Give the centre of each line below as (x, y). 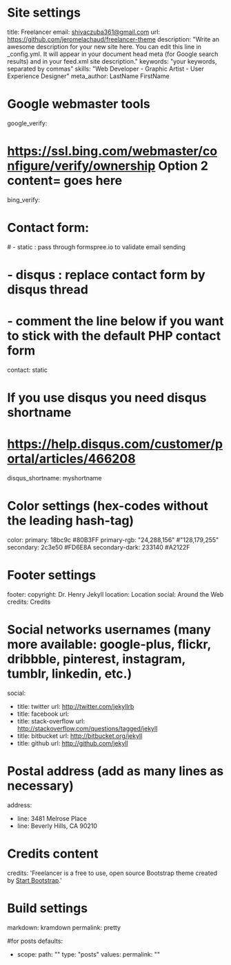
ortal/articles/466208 (71, 459)
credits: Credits (29, 602)
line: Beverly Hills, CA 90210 (57, 826)
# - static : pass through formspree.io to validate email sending (97, 246)
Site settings (44, 13)
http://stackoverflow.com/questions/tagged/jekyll (87, 728)
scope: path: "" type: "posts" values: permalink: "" (89, 954)
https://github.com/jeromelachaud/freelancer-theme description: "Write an (113, 39)
